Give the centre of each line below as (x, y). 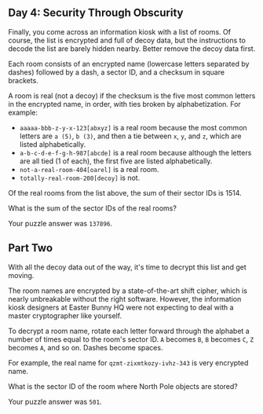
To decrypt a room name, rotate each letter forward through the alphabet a (129, 331)
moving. (21, 275)
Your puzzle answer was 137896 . (60, 223)
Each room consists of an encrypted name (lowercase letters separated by (129, 64)
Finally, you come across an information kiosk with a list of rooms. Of (120, 31)
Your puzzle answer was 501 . (55, 401)
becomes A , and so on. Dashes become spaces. (86, 347)
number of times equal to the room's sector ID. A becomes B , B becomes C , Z (131, 339)
